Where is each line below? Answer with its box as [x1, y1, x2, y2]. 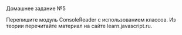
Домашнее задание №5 [6, 5, 66, 12]
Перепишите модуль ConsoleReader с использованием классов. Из [6, 16, 176, 23]
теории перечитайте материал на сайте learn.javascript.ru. [6, 23, 153, 29]
